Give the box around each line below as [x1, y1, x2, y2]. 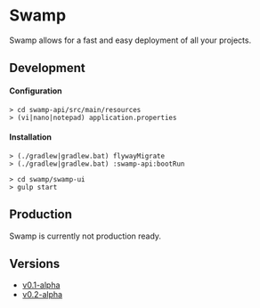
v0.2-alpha [21, 289, 63, 300]
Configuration [9, 85, 62, 96]
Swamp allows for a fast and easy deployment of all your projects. [9, 35, 252, 45]
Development [9, 61, 86, 76]
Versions [9, 255, 61, 272]
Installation [9, 132, 52, 142]
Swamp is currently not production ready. [9, 231, 162, 241]
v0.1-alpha [21, 280, 61, 290]
